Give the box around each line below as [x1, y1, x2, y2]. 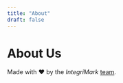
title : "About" [7, 10, 51, 17]
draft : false [7, 16, 45, 23]
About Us [7, 46, 62, 61]
